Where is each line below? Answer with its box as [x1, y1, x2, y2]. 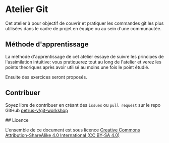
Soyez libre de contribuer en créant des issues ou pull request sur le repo [5, 102, 161, 108]
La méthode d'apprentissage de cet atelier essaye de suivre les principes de [5, 53, 164, 59]
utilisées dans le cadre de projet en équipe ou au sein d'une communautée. [5, 25, 162, 31]
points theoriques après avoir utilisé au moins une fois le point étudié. [5, 64, 150, 70]
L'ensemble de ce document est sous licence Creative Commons [5, 127, 140, 133]
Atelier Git [5, 4, 48, 15]
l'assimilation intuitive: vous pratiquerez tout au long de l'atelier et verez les [5, 59, 161, 65]
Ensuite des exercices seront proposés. [5, 74, 87, 80]
